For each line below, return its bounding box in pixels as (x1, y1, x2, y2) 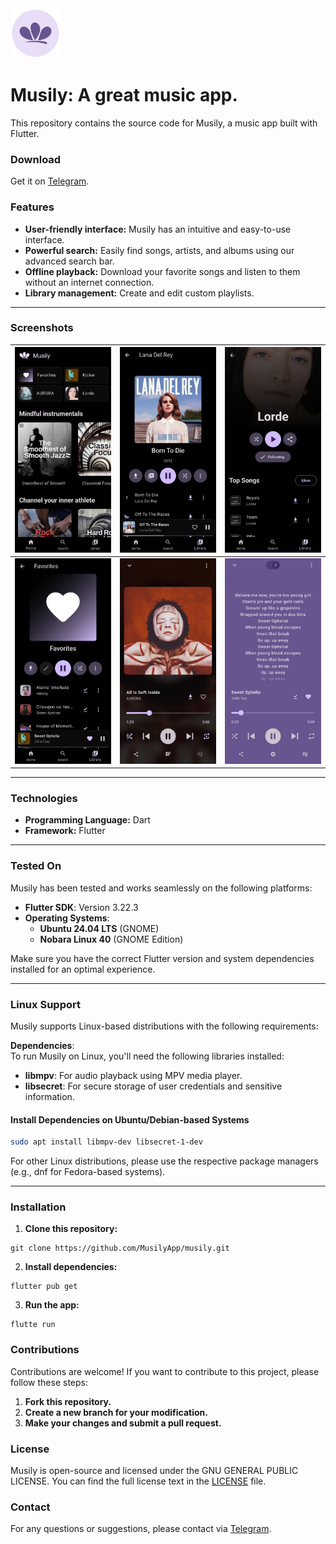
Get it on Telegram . (10, 175, 90, 187)
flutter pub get (10, 1282, 78, 1292)
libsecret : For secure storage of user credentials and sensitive (24, 1080, 283, 1092)
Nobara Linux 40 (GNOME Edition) (39, 933, 184, 945)
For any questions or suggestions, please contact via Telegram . (10, 1523, 272, 1535)
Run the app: (24, 1299, 80, 1311)
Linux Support (10, 997, 81, 1011)
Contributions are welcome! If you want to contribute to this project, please (10, 1365, 320, 1377)
